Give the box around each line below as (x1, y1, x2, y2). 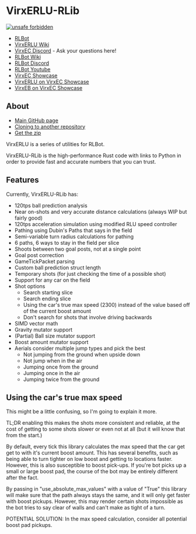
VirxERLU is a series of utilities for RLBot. (6, 140, 105, 147)
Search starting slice (23, 289, 73, 296)
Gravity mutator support (14, 326, 73, 333)
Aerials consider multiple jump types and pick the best (14, 345, 146, 352)
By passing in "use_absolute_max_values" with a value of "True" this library (6, 486, 187, 493)
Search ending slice (23, 295, 71, 302)
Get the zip (14, 129, 41, 136)
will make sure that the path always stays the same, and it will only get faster (6, 492, 190, 499)
